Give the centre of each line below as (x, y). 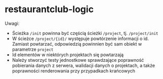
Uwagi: (12, 23)
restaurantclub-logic (49, 9)
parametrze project (33, 49)
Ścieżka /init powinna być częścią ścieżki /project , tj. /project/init (85, 33)
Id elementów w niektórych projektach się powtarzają (68, 55)
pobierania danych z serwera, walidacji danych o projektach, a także (84, 65)
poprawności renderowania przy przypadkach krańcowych (73, 71)
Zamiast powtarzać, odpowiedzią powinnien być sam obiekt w (77, 44)
